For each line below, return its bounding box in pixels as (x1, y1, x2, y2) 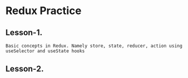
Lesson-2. (5, 64, 44, 74)
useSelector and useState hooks (5, 48, 85, 54)
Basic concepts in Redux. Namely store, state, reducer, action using (5, 43, 183, 49)
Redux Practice (5, 4, 82, 18)
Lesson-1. (5, 28, 42, 38)
